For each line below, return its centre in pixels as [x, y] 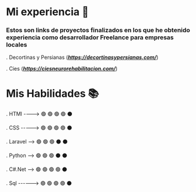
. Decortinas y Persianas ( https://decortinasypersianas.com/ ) [82, 57]
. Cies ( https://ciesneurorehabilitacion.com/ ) [62, 69]
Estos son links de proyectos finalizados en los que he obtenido [98, 30]
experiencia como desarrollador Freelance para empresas [90, 37]
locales [17, 45]
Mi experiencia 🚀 [47, 12]
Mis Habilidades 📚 [53, 93]
